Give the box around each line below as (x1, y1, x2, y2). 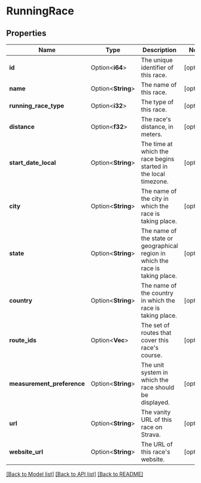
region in (141, 249, 166, 257)
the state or (141, 234, 173, 242)
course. (141, 351, 163, 359)
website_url (9, 448, 44, 456)
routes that (141, 328, 172, 337)
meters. (141, 130, 163, 138)
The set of (141, 321, 170, 329)
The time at (141, 140, 173, 148)
